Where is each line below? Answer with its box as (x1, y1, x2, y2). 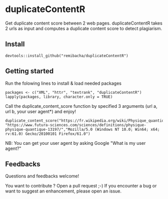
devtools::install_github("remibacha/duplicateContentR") (5, 53, 128, 58)
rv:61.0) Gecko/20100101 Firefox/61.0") (5, 131, 91, 136)
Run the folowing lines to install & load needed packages (5, 80, 121, 86)
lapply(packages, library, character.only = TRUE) (5, 94, 113, 99)
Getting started (5, 67, 54, 76)
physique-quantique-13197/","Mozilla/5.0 (5, 127, 93, 132)
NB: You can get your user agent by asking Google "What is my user (5, 140, 146, 146)
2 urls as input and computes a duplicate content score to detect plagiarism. (5, 25, 162, 31)
